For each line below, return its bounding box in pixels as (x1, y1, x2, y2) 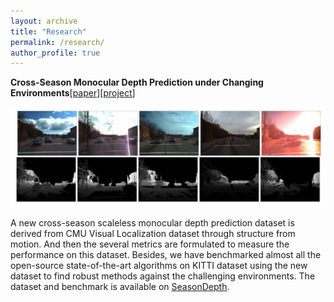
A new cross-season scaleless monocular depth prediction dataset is (10, 216, 295, 229)
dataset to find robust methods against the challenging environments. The (10, 270, 316, 282)
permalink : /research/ (10, 37, 105, 47)
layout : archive (10, 16, 78, 26)
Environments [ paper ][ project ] (10, 87, 136, 99)
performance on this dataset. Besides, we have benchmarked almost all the (10, 248, 322, 260)
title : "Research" (10, 26, 87, 37)
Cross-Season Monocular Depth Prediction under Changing (10, 76, 264, 89)
